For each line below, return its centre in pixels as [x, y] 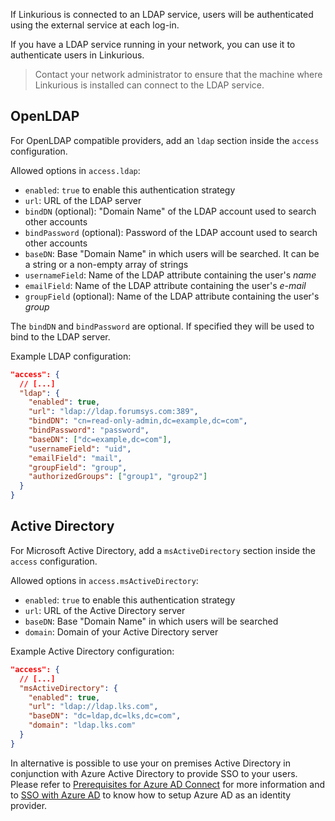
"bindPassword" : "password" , [89, 430]
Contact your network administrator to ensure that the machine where [178, 74]
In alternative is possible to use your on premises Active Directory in [150, 763]
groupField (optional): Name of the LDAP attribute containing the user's [172, 296]
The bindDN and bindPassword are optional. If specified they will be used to [162, 326]
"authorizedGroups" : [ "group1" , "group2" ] [118, 477]
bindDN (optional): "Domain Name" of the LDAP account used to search [170, 211]
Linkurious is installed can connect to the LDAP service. [149, 85]
